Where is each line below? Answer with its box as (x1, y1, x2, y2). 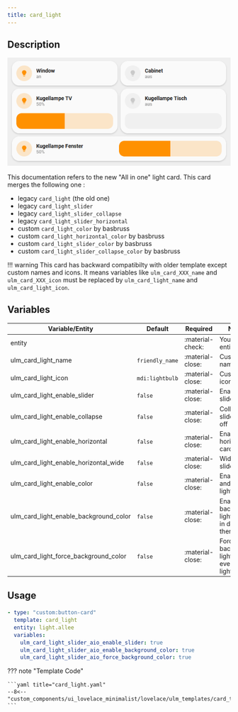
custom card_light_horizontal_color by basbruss (17, 232, 165, 240)
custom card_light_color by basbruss (17, 224, 130, 233)
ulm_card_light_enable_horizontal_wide (10, 458, 125, 467)
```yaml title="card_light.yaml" (7, 682, 106, 689)
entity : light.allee (13, 624, 74, 631)
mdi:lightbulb (137, 374, 178, 382)
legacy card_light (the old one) (17, 194, 110, 203)
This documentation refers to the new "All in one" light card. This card (7, 173, 211, 182)
